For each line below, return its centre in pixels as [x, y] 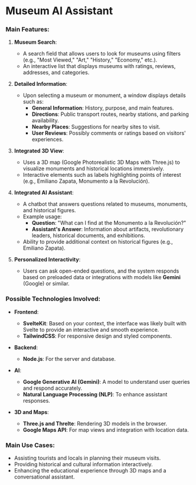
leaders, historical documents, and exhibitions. [88, 235]
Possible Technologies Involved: [53, 299]
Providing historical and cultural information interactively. [83, 464]
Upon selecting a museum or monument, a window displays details [104, 95]
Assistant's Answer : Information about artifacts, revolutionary [108, 229]
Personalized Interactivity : [47, 260]
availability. [45, 121]
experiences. [48, 140]
